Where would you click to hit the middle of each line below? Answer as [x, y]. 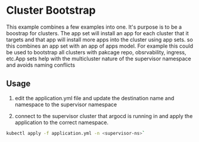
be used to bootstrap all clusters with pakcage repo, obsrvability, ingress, [96, 52]
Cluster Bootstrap [51, 10]
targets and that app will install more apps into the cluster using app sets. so [100, 39]
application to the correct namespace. [62, 122]
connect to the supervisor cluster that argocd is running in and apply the [104, 116]
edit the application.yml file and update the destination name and [94, 98]
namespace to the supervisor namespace [66, 104]
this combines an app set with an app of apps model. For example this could [100, 46]
